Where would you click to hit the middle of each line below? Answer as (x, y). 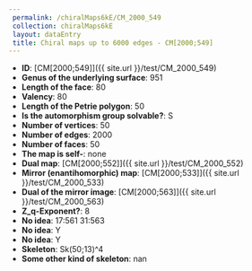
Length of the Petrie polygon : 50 (83, 106)
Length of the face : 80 (64, 87)
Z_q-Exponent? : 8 (56, 211)
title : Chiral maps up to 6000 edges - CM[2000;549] (113, 43)
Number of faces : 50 (61, 144)
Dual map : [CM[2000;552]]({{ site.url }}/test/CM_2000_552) (132, 163)
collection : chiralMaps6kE (63, 26)
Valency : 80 (44, 97)
